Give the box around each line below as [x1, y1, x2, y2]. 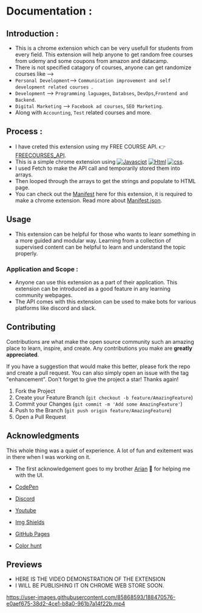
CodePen [15, 483, 39, 491]
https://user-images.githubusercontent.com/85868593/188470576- [6, 594, 176, 601]
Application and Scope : [6, 265, 79, 273]
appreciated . [6, 350, 39, 358]
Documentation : [6, 4, 93, 18]
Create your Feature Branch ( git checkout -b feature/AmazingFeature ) [15, 394, 194, 401]
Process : [6, 126, 42, 137]
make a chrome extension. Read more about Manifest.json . [15, 196, 163, 204]
